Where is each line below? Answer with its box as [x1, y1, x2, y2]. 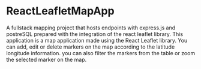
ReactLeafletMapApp [6, 4, 115, 18]
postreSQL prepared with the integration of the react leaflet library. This [6, 30, 184, 37]
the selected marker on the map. [6, 56, 87, 63]
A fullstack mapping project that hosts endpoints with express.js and [6, 24, 176, 31]
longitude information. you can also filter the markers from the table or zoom [6, 49, 196, 56]
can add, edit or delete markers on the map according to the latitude [6, 43, 175, 50]
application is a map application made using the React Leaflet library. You [6, 37, 188, 44]
